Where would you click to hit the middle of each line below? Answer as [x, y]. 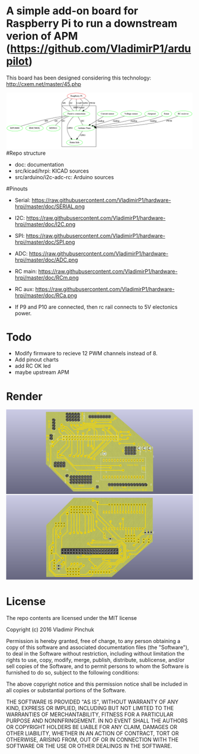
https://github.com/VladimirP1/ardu [101, 49]
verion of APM [42, 36]
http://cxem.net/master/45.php [44, 84]
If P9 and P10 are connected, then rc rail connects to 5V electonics [96, 307]
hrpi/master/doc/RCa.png [46, 295]
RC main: [26, 271]
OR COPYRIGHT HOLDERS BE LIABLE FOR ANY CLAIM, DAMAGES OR [92, 727]
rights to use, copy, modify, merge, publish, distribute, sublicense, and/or [95, 660]
